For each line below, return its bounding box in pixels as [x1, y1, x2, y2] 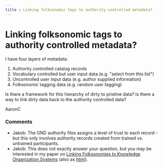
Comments [5, 118, 32, 125]
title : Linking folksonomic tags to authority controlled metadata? [5, 7, 153, 12]
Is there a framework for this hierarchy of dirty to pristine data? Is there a [5, 91, 155, 97]
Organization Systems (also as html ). [12, 156, 88, 162]
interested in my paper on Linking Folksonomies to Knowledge [12, 151, 141, 157]
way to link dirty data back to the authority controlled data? [5, 96, 127, 102]
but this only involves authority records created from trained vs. [12, 135, 144, 141]
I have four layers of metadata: [5, 56, 68, 62]
